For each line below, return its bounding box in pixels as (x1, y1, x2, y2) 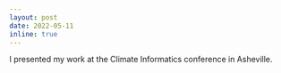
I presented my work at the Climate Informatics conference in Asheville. (9, 54, 273, 65)
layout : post (9, 12, 58, 22)
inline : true (9, 29, 58, 38)
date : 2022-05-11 (9, 21, 74, 30)
